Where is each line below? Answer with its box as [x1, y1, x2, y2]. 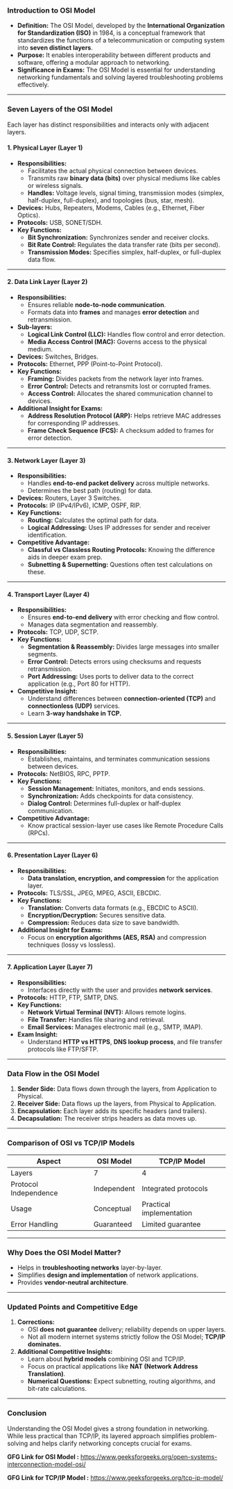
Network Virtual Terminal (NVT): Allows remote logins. [27, 1008, 187, 1016]
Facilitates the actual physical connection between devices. [27, 166, 198, 175]
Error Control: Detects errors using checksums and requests [27, 657, 202, 666]
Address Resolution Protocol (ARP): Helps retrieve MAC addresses [27, 411, 221, 420]
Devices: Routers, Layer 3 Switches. [17, 494, 122, 503]
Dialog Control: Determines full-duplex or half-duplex [27, 799, 182, 807]
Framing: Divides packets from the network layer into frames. [27, 375, 204, 383]
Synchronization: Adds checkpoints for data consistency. [27, 791, 193, 800]
